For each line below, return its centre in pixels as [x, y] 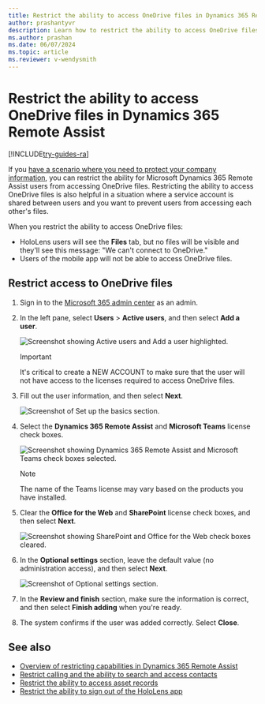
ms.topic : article [38, 52]
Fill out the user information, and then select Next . [101, 395]
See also [30, 648]
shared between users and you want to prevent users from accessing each [130, 203]
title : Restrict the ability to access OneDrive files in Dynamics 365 [128, 15]
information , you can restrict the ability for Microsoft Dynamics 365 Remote [131, 178]
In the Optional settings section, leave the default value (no [117, 560]
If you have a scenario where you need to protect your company [112, 169]
